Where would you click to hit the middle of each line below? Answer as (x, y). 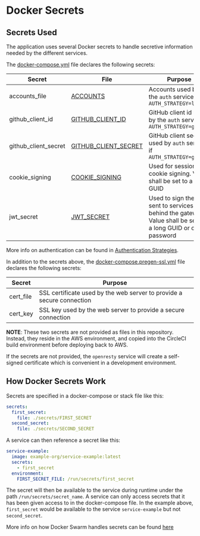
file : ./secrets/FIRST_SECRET (54, 418)
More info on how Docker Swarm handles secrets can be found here (90, 527)
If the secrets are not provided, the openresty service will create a (87, 356)
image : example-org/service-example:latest (66, 457)
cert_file (21, 297)
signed (15, 363)
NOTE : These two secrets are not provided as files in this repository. (90, 332)
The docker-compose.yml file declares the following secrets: (81, 64)
